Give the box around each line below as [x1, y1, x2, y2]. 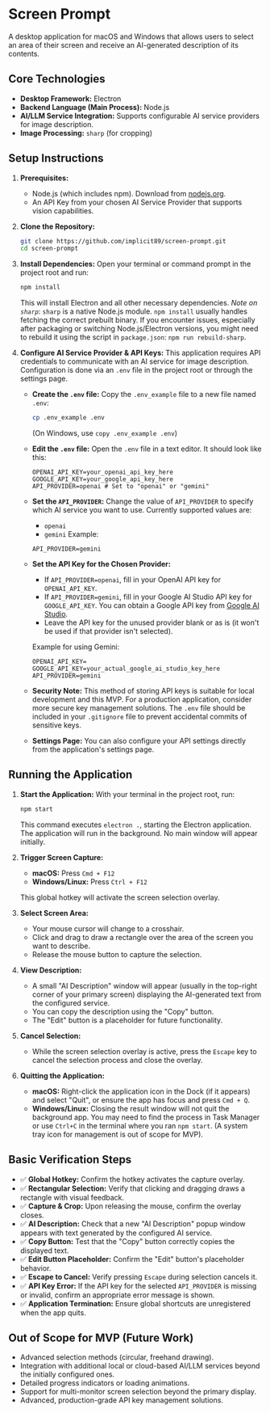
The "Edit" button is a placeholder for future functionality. [31, 1015, 223, 1025]
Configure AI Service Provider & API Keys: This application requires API [19, 348, 261, 358]
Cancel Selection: [19, 1031, 81, 1040]
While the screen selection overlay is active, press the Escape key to [31, 1046, 257, 1056]
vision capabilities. [31, 205, 94, 215]
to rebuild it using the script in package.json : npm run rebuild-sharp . [19, 332, 247, 342]
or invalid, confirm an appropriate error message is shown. [19, 1290, 215, 1300]
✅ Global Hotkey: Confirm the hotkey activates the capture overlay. [19, 1174, 245, 1184]
